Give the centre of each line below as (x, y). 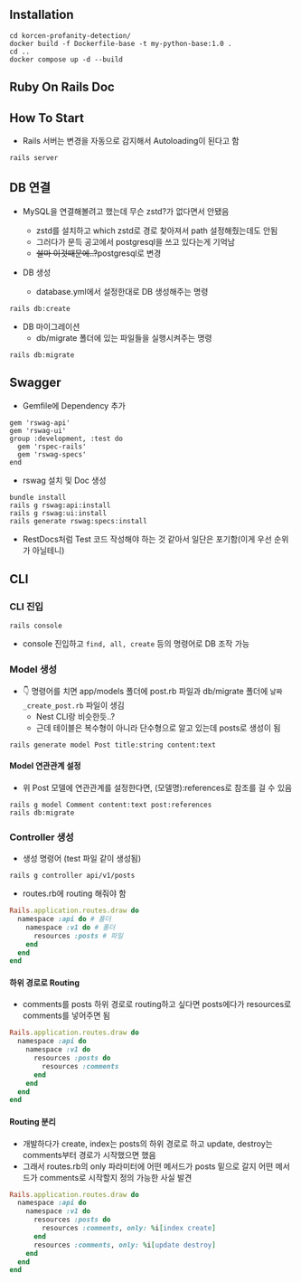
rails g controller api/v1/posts (72, 876)
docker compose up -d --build (66, 59)
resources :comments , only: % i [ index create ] (129, 1229)
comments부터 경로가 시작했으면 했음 (89, 1155)
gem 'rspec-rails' (52, 447)
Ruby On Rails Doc (62, 87)
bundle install (38, 497)
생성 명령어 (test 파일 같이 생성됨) (82, 859)
